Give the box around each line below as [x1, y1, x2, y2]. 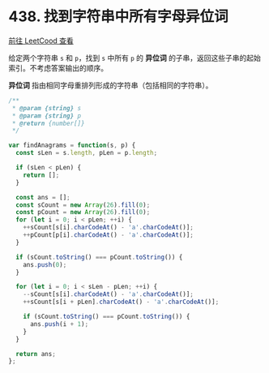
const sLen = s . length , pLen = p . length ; [15, 149, 158, 157]
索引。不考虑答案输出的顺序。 [8, 62, 108, 73]
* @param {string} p [11, 111, 82, 120]
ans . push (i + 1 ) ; [29, 319, 89, 328]
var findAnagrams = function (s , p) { [8, 141, 136, 150]
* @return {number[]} [11, 119, 85, 127]
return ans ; [15, 349, 57, 358]
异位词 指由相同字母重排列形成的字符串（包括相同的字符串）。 [8, 80, 213, 90]
